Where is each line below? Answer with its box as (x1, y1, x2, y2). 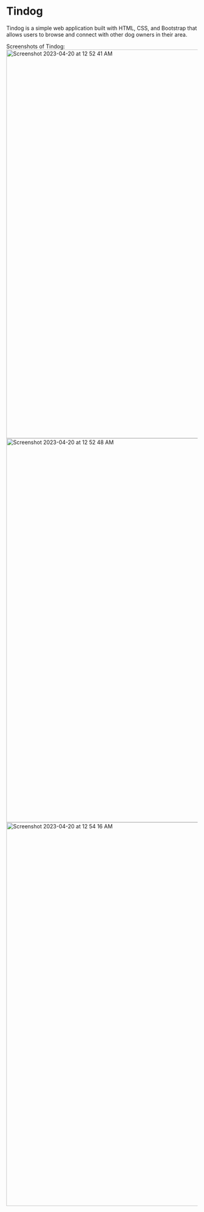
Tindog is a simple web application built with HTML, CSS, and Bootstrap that (6, 24, 197, 32)
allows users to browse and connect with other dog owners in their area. (6, 30, 188, 38)
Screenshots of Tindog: (6, 43, 66, 50)
